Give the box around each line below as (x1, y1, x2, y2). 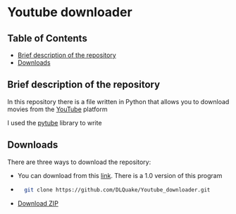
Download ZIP (17, 199, 58, 208)
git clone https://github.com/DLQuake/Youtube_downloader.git (24, 186, 211, 194)
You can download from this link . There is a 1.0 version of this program (17, 171, 223, 180)
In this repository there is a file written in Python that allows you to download (7, 97, 230, 106)
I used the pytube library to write (7, 118, 102, 127)
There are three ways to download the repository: (7, 158, 151, 166)
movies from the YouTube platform (7, 105, 108, 113)
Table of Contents (7, 32, 88, 44)
